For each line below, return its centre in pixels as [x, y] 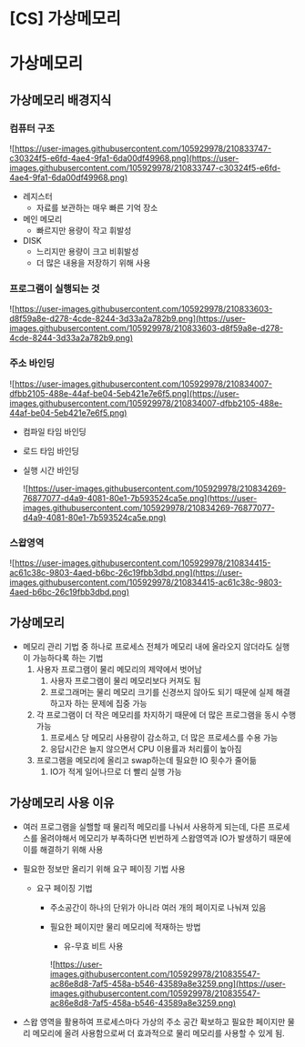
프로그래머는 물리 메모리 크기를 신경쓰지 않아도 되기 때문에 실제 [162, 691]
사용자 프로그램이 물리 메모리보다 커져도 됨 [125, 680]
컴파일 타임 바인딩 [54, 431]
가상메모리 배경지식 [61, 100]
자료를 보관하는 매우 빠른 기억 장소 [97, 208]
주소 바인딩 [32, 363]
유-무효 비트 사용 [93, 946]
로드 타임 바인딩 [51, 450]
